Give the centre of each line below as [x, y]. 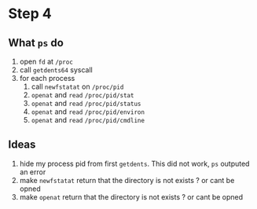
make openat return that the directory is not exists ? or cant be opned [131, 196]
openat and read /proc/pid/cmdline [88, 120]
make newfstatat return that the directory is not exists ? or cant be [127, 180]
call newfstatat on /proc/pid [77, 86]
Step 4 [30, 14]
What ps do [36, 43]
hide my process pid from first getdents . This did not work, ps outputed [134, 163]
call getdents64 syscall [56, 70]
